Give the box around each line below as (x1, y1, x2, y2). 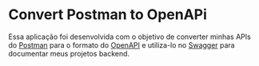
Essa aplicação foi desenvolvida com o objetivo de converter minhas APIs (8, 32, 252, 41)
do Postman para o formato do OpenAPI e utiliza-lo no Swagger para (8, 40, 235, 49)
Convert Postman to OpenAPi (8, 6, 208, 24)
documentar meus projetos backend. (8, 49, 130, 58)
